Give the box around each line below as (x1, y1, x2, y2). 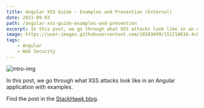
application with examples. (6, 83, 73, 90)
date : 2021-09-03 (6, 15, 50, 21)
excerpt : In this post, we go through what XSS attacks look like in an (6, 25, 194, 32)
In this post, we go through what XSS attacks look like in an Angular (6, 76, 175, 84)
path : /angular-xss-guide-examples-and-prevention (6, 20, 137, 26)
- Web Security (17, 49, 56, 55)
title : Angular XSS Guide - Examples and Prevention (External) (6, 8, 172, 15)
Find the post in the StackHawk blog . (6, 95, 99, 102)
